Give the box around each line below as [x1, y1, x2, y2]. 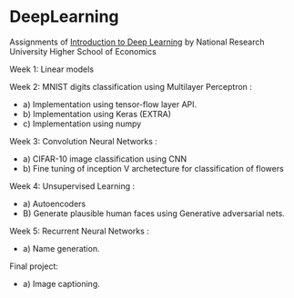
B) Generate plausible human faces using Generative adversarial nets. [22, 207, 285, 219]
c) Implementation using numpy [22, 118, 142, 129]
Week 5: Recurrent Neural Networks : [9, 225, 150, 236]
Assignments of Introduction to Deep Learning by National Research [9, 36, 266, 47]
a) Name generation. [22, 243, 100, 253]
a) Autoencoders [22, 198, 86, 209]
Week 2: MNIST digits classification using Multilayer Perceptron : [9, 81, 253, 92]
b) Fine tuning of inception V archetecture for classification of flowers [22, 163, 284, 174]
